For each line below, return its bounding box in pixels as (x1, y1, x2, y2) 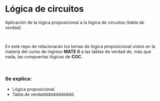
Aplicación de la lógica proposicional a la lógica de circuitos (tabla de (5, 19, 145, 25)
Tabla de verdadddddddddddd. (12, 91, 75, 98)
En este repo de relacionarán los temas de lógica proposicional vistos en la (5, 43, 156, 49)
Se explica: (5, 75, 32, 82)
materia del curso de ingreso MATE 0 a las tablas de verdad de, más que (5, 49, 151, 54)
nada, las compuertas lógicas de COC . (5, 53, 83, 59)
